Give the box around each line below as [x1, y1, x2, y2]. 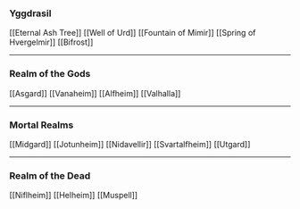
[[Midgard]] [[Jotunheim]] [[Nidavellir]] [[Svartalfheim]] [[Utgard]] [9, 138, 251, 149]
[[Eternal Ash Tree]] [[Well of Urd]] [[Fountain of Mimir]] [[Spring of [9, 28, 256, 38]
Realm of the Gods [9, 68, 91, 80]
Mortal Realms [9, 119, 74, 131]
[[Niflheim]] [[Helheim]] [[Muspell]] [9, 190, 138, 201]
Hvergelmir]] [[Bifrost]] [9, 37, 94, 47]
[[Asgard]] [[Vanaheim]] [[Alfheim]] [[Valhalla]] [9, 88, 181, 98]
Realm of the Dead [9, 169, 91, 181]
